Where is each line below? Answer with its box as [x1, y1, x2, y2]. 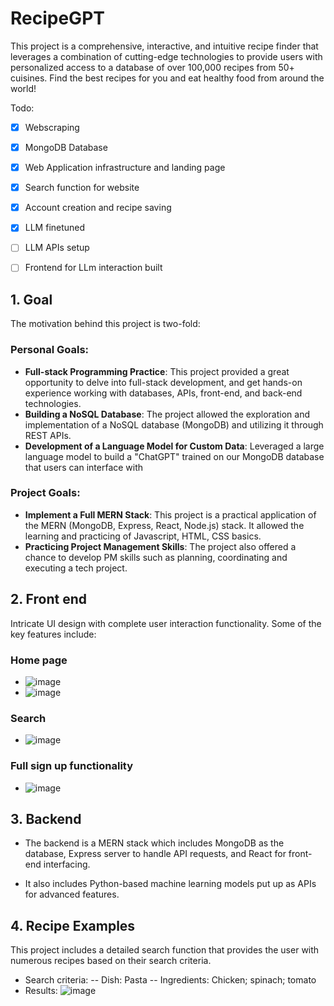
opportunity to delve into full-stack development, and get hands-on [24, 376, 303, 388]
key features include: [10, 628, 97, 640]
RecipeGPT [10, 7, 105, 30]
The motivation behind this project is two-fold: [10, 318, 201, 330]
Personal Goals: [10, 343, 90, 357]
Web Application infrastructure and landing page [24, 162, 226, 174]
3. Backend [10, 810, 82, 827]
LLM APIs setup [24, 242, 90, 254]
